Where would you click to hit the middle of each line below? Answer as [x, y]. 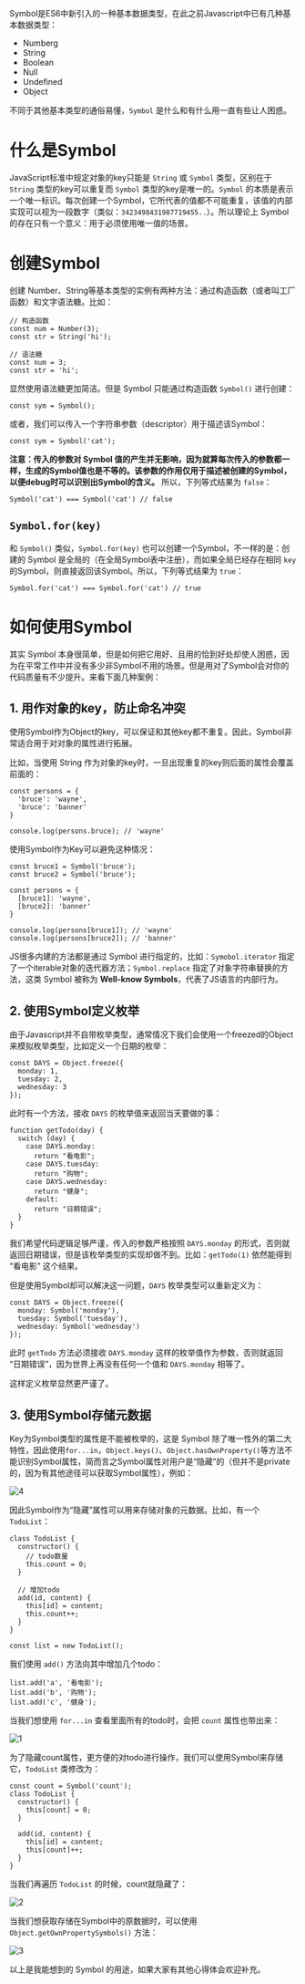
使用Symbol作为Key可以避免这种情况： [83, 849]
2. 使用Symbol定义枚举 [74, 1011]
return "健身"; [61, 1192]
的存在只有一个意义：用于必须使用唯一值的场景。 [101, 223]
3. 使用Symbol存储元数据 [81, 1415]
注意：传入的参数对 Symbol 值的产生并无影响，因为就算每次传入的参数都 [146, 459]
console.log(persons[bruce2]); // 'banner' [93, 939]
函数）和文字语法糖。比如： [61, 301]
